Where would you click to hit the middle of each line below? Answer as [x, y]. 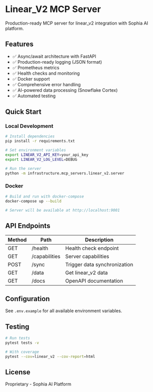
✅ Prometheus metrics [36, 67]
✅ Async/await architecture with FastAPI [54, 56]
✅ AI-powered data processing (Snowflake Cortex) [65, 90]
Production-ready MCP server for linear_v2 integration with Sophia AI [77, 23]
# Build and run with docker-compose [45, 197]
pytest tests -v [22, 343]
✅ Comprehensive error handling [47, 84]
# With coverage [22, 352]
